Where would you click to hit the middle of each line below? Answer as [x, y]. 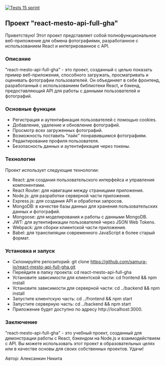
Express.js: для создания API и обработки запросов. [68, 201]
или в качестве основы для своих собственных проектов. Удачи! [75, 349]
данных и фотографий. [36, 211]
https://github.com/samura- [119, 262]
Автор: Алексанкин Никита [34, 359]
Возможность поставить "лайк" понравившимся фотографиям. [80, 136]
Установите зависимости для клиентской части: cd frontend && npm [85, 277]
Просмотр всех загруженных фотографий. [57, 130]
